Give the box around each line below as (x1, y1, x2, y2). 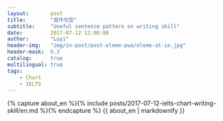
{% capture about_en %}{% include (7, 99, 109, 107)
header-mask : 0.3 (7, 49, 60, 56)
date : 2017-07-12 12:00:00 (7, 29, 109, 36)
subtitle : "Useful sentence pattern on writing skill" (7, 23, 180, 30)
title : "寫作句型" (7, 16, 78, 23)
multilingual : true (7, 61, 63, 68)
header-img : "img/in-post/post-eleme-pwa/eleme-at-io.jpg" (7, 42, 187, 49)
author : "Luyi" (7, 36, 70, 43)
